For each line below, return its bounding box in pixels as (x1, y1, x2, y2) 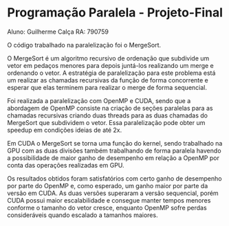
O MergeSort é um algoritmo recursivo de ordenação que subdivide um (7, 54, 210, 63)
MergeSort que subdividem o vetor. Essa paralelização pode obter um (7, 118, 206, 126)
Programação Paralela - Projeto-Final (7, 5, 223, 21)
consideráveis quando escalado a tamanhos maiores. (7, 211, 158, 219)
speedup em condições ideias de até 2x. (7, 126, 122, 134)
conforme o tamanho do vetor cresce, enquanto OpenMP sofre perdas (7, 203, 208, 212)
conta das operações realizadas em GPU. (7, 161, 125, 169)
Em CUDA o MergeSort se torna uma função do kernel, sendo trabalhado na (7, 139, 223, 147)
